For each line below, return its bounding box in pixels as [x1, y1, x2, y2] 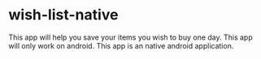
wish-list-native [8, 6, 119, 24]
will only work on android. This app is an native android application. [8, 40, 234, 50]
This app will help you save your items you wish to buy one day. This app [8, 32, 254, 42]
